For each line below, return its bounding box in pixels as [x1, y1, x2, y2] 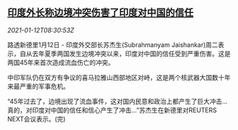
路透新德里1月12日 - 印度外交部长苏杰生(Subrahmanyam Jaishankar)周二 [7, 40, 218, 49]
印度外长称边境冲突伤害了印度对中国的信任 [7, 6, 193, 19]
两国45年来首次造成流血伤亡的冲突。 [7, 58, 115, 66]
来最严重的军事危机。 [7, 82, 69, 90]
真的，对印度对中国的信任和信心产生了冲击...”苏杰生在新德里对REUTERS [7, 105, 217, 114]
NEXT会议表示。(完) [7, 114, 66, 123]
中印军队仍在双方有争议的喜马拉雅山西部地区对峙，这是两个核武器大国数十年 [7, 73, 231, 81]
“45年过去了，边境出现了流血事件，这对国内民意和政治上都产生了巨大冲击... [7, 97, 228, 105]
